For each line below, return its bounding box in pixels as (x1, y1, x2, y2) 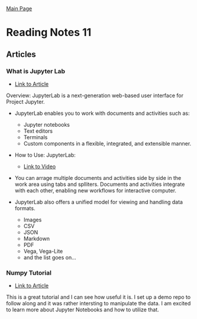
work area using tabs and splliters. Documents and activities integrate (14, 181, 185, 188)
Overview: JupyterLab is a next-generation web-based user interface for (6, 92, 183, 99)
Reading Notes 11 (6, 26, 92, 39)
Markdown (23, 235, 50, 242)
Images (23, 216, 42, 223)
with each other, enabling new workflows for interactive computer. (14, 186, 176, 194)
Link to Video (23, 163, 56, 170)
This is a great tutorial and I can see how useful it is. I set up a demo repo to (6, 294, 191, 301)
